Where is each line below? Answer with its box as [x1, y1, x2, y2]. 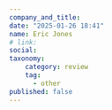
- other [32, 79, 62, 88]
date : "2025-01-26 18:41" [9, 21, 104, 30]
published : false [9, 87, 73, 96]
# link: [9, 37, 38, 47]
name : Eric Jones [9, 29, 73, 38]
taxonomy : [9, 54, 46, 63]
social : [9, 46, 38, 55]
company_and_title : [9, 12, 81, 22]
